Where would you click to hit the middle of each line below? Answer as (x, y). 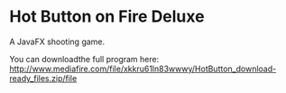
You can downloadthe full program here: (84, 59)
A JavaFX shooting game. (57, 42)
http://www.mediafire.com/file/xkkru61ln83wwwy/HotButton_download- (143, 69)
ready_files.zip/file (43, 78)
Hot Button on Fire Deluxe (107, 17)
